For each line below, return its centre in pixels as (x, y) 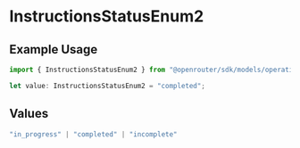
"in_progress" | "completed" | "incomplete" (93, 134)
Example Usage (54, 49)
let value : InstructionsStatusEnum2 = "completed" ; (107, 86)
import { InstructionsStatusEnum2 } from (87, 70)
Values (29, 114)
